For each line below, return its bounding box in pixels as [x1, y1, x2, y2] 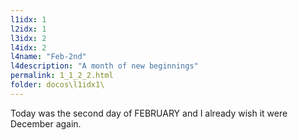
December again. [10, 117, 82, 130]
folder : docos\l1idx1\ [10, 80, 105, 90]
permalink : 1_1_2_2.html [10, 71, 114, 81]
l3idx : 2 [10, 33, 47, 43]
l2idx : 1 [10, 24, 47, 34]
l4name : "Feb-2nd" [10, 52, 87, 62]
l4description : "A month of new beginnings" [10, 61, 199, 71]
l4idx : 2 [10, 42, 47, 53]
